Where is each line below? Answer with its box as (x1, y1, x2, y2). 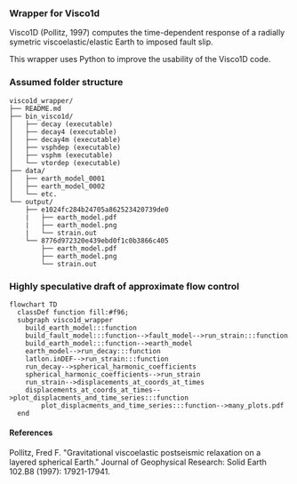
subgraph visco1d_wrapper (17, 315, 114, 324)
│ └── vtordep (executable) (9, 158, 122, 167)
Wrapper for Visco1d (9, 7, 100, 20)
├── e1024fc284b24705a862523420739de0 (25, 205, 169, 214)
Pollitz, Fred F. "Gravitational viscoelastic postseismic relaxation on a (9, 448, 261, 458)
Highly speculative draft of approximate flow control (9, 280, 240, 292)
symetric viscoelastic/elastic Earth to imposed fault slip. (9, 36, 213, 47)
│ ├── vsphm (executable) (9, 150, 114, 160)
